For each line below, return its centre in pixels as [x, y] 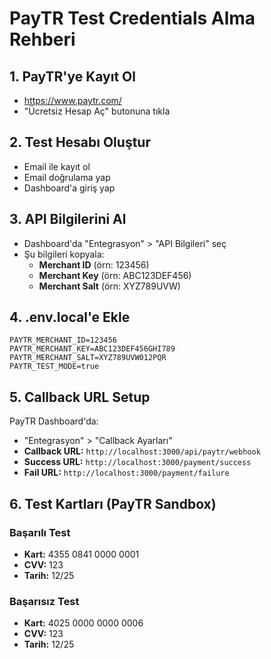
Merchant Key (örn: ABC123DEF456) [115, 275]
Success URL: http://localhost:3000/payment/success [137, 462]
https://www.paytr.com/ [72, 100]
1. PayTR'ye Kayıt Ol [72, 76]
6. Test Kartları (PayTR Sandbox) [113, 503]
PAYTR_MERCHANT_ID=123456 [63, 340]
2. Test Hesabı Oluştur [80, 142]
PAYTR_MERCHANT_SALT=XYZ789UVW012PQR [88, 358]
